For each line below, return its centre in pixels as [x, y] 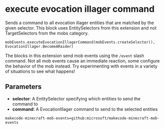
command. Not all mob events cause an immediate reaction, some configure [82, 61]
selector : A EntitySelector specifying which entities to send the [76, 98]
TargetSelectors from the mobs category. [47, 33]
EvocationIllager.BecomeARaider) [39, 46]
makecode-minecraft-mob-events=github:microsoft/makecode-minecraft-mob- [82, 118]
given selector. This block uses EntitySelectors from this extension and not [81, 28]
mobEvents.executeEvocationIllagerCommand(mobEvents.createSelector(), [80, 42]
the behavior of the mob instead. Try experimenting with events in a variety [81, 66]
